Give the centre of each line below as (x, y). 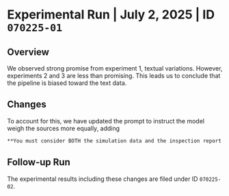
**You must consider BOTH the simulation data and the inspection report (114, 140)
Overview (28, 52)
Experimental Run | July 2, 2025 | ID (111, 15)
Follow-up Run (39, 162)
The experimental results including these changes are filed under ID (103, 179)
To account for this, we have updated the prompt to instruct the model (106, 121)
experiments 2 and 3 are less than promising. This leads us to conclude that (114, 76)
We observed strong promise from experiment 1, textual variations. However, (115, 68)
